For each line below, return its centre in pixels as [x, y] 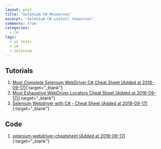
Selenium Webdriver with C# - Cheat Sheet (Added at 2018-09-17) [80, 103]
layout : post [19, 10]
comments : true [21, 23]
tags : [11, 37]
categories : [17, 28]
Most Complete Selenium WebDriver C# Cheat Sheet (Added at [77, 83]
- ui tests [21, 42]
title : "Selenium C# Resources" [38, 14]
